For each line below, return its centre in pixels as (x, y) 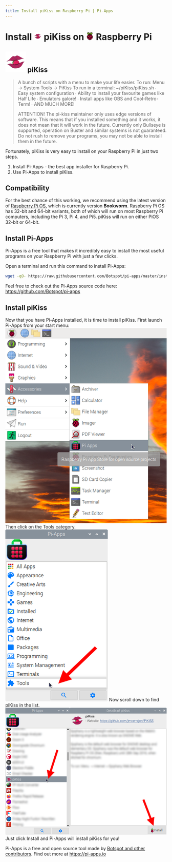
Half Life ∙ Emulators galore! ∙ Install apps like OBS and (75, 99)
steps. (12, 156)
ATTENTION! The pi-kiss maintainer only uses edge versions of (85, 114)
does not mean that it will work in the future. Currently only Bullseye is (92, 125)
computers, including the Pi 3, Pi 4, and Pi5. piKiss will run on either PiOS (82, 217)
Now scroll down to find (134, 699)
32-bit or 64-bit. (23, 222)
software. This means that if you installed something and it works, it (89, 119)
